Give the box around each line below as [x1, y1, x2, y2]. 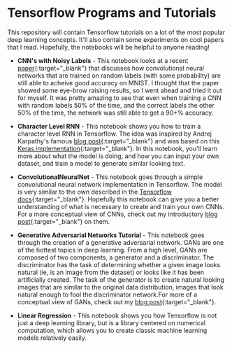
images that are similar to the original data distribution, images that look [17, 283, 224, 291]
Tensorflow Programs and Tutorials [7, 5, 217, 21]
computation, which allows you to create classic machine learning [17, 326, 208, 334]
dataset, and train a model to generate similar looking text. [17, 159, 185, 167]
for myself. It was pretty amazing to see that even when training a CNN [17, 93, 222, 102]
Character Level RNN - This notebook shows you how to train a [17, 122, 201, 130]
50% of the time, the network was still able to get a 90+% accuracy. [17, 108, 214, 117]
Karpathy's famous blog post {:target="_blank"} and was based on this [17, 136, 220, 145]
